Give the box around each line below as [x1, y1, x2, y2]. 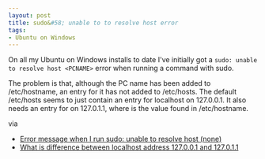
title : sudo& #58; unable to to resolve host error [8, 19, 179, 27]
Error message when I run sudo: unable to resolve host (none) [19, 135, 222, 144]
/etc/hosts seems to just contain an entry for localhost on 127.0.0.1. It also [8, 95, 247, 105]
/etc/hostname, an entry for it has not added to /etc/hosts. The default [8, 87, 237, 97]
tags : [8, 26, 26, 34]
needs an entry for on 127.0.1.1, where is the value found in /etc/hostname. [8, 104, 249, 113]
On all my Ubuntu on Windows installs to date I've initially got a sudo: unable [8, 55, 258, 65]
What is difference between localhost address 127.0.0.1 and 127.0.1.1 [19, 142, 239, 152]
